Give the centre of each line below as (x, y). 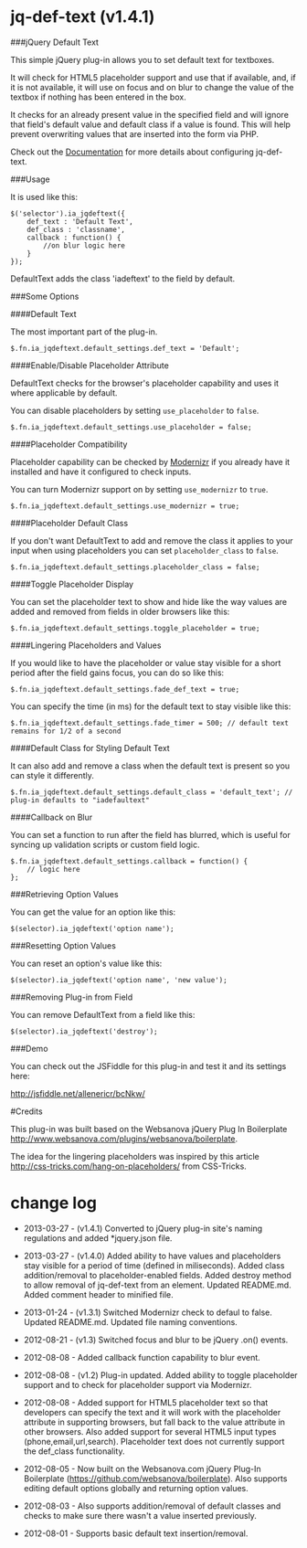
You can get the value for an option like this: (93, 912)
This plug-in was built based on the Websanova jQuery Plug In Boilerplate (149, 1129)
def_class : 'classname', (76, 229)
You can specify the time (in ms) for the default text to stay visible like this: (151, 706)
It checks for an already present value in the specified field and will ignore (149, 114)
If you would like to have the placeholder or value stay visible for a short (146, 663)
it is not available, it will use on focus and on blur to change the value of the (152, 87)
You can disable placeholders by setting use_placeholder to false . (135, 410)
